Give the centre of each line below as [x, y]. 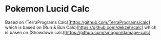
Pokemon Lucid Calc [47, 9]
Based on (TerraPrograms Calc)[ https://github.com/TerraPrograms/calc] [78, 22]
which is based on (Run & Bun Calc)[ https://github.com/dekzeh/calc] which [81, 27]
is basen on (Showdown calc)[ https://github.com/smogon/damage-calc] [78, 32]
